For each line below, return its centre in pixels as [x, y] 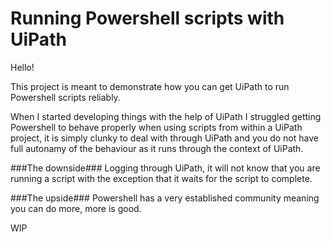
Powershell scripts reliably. [65, 97]
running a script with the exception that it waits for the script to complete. [161, 178]
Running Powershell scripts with [147, 18]
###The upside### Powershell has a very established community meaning [165, 198]
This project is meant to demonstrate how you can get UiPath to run [150, 86]
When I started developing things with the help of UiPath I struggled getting [166, 116]
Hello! [22, 67]
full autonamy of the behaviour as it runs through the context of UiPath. [157, 148]
